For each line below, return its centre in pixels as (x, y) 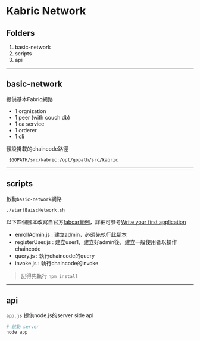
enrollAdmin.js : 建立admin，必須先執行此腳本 (71, 234)
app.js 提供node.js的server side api (50, 315)
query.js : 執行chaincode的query (55, 256)
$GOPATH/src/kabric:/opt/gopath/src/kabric (63, 160)
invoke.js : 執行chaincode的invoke (57, 263)
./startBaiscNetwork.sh (36, 210)
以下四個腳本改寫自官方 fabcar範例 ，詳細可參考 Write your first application (96, 222)
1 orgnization (30, 111)
